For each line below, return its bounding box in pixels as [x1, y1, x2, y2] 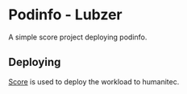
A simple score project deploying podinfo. [8, 32, 148, 42]
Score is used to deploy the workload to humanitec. [8, 76, 180, 86]
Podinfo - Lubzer [8, 6, 123, 24]
